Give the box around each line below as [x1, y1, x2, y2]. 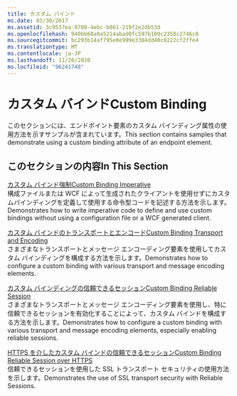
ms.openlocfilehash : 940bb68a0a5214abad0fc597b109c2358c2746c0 [7, 30, 199, 38]
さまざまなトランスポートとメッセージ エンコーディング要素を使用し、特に [7, 300, 227, 309]
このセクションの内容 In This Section [7, 160, 169, 172]
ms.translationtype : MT [7, 43, 78, 50]
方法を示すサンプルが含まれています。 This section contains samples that [13, 129, 227, 139]
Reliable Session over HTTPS [7, 356, 93, 365]
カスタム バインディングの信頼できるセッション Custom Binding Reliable [7, 284, 217, 292]
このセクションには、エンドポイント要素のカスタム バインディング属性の [7, 121, 221, 129]
